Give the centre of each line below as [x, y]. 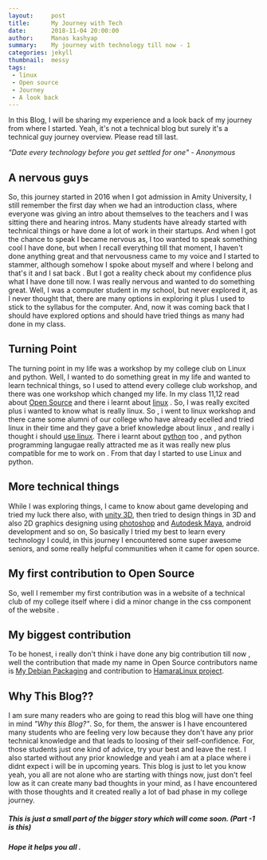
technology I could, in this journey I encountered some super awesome [125, 540]
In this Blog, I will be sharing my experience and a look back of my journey [130, 120]
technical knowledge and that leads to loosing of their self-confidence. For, [132, 741]
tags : [17, 68]
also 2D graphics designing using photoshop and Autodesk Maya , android [130, 523]
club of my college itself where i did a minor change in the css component [130, 601]
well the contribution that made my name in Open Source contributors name [133, 663]
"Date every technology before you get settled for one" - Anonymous [122, 153]
